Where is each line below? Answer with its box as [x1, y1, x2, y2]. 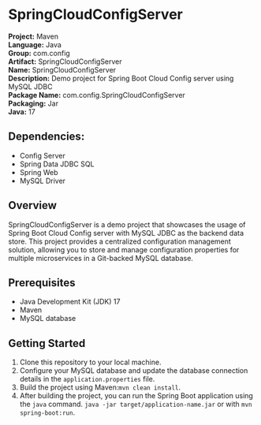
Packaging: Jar [8, 99, 59, 108]
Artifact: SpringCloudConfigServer [8, 57, 122, 66]
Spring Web [19, 167, 58, 177]
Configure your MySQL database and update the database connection [19, 366, 248, 375]
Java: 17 [8, 106, 35, 116]
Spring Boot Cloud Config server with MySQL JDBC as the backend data [8, 228, 244, 237]
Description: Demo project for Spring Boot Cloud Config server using [8, 73, 234, 83]
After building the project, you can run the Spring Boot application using [19, 391, 254, 401]
